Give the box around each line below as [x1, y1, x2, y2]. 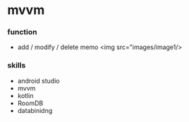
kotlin [17, 91, 34, 100]
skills [7, 60, 26, 70]
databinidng [17, 106, 53, 114]
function [7, 27, 37, 37]
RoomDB [17, 99, 44, 107]
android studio [17, 76, 60, 85]
